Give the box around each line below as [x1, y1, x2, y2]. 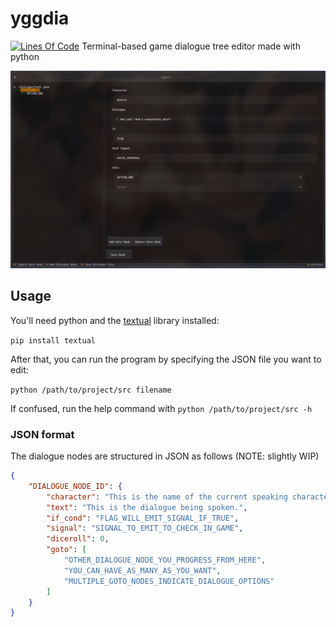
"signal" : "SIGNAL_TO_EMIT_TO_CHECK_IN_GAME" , [46, 523, 244, 534]
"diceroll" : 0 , [46, 534, 110, 544]
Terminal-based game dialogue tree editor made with [81, 40, 301, 52]
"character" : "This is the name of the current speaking [46, 492, 288, 502]
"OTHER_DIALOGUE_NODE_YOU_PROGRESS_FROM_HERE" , [63, 555, 267, 566]
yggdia [10, 7, 70, 30]
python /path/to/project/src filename [10, 385, 172, 395]
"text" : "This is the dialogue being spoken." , [46, 502, 248, 512]
